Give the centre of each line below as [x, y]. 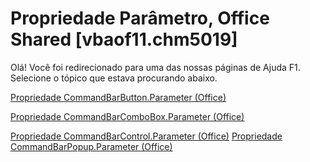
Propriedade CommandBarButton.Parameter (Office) [118, 97]
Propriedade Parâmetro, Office [140, 18]
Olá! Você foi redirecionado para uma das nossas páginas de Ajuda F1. [155, 67]
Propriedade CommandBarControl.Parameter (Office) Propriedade [146, 136]
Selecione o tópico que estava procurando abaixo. [114, 78]
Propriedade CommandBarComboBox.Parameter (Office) [127, 116]
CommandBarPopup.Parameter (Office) [91, 146]
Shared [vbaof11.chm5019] [124, 39]
